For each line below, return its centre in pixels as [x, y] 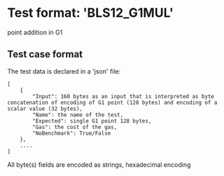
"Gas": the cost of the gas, [75, 127]
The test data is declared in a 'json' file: [64, 71]
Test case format [45, 54]
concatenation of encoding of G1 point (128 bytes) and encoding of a [112, 102]
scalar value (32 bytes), [45, 109]
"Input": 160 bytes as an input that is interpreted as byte [124, 96]
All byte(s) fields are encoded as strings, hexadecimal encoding [99, 164]
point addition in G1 [35, 32]
